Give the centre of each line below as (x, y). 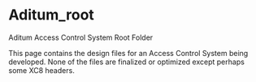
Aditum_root (52, 15)
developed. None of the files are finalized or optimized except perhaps (127, 62)
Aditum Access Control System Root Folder (81, 37)
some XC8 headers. (41, 70)
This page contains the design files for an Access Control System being (128, 53)
